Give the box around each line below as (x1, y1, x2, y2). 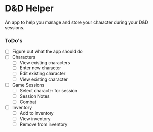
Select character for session (19, 87, 78, 93)
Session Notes (19, 93, 50, 99)
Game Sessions (12, 82, 45, 88)
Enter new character (19, 65, 61, 71)
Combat (19, 99, 36, 105)
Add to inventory (19, 110, 54, 116)
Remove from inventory (19, 121, 68, 127)
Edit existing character (19, 70, 66, 77)
